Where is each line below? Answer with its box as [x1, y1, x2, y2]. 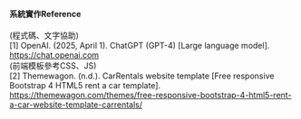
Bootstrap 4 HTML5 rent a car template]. [9, 80, 161, 91]
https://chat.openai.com [9, 50, 100, 60]
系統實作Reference [9, 8, 82, 19]
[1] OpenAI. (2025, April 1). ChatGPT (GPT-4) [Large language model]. [9, 41, 270, 51]
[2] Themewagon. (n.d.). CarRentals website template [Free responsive [9, 70, 275, 81]
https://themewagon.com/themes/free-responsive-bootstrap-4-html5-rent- [9, 90, 292, 101]
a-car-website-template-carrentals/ [9, 99, 143, 110]
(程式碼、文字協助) [9, 30, 80, 41]
